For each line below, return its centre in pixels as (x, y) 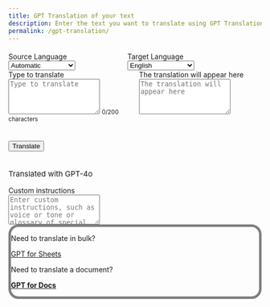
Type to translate (36, 75)
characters (23, 119)
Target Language (155, 56)
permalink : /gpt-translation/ (59, 31)
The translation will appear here (192, 75)
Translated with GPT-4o (51, 174)
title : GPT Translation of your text (72, 16)
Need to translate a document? (62, 270)
